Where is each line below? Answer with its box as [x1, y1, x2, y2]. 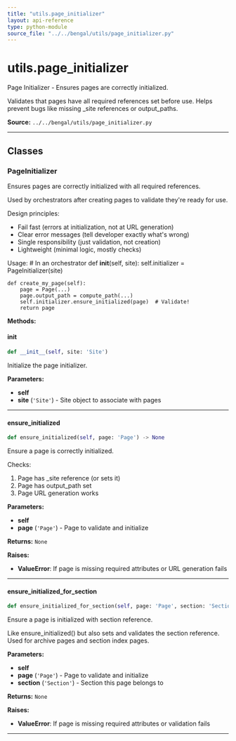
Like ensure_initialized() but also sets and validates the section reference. [7, 629, 220, 638]
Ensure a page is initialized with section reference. [7, 615, 153, 624]
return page [20, 304, 55, 311]
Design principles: [7, 209, 60, 218]
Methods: [7, 317, 37, 325]
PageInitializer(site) [7, 266, 63, 275]
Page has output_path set [17, 482, 92, 490]
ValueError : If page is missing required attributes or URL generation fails [17, 565, 228, 573]
